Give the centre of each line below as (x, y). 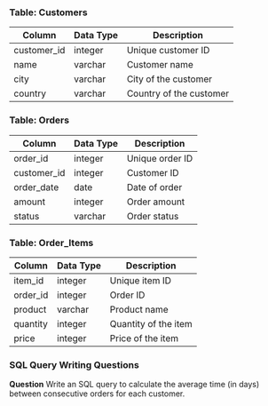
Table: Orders (39, 120)
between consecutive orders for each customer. (97, 394)
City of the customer (169, 79)
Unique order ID (160, 158)
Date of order (154, 187)
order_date (36, 187)
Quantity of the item (151, 323)
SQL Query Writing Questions (74, 364)
